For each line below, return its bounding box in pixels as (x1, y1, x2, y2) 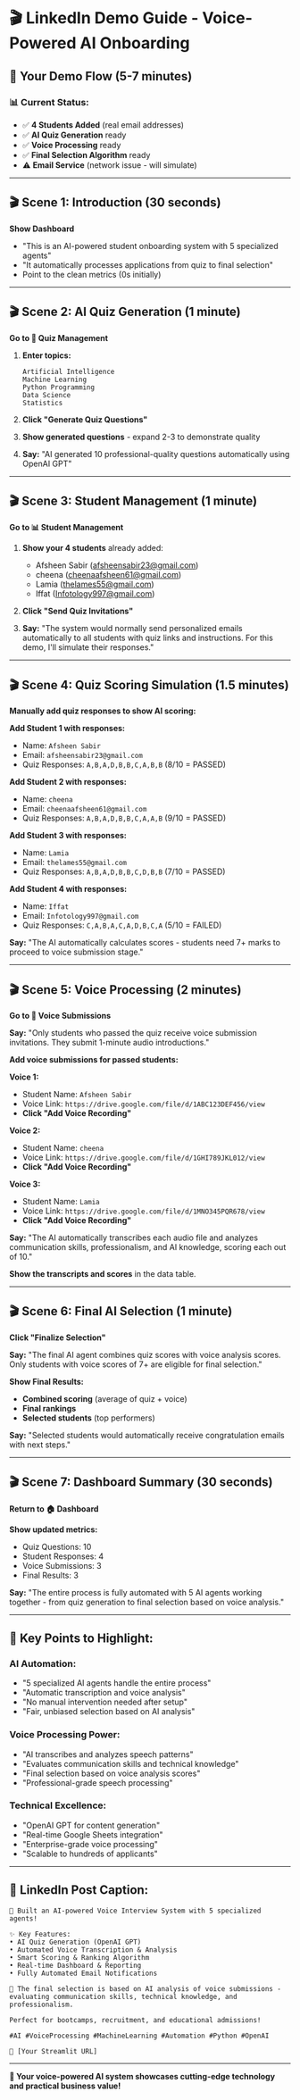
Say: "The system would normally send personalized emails (21, 623, 243, 634)
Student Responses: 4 (21, 1551, 104, 1562)
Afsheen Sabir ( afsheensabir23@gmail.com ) (35, 560, 199, 571)
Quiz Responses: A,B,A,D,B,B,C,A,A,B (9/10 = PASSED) (21, 812, 226, 823)
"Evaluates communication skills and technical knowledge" (21, 1758, 239, 1769)
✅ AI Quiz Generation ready (21, 129, 127, 140)
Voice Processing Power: (9, 1729, 121, 1741)
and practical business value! (9, 2080, 121, 2091)
